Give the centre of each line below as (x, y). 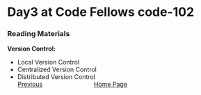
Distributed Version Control (56, 77)
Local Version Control (48, 62)
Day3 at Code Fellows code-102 (101, 12)
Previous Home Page (72, 85)
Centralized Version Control (57, 69)
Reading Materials (39, 34)
